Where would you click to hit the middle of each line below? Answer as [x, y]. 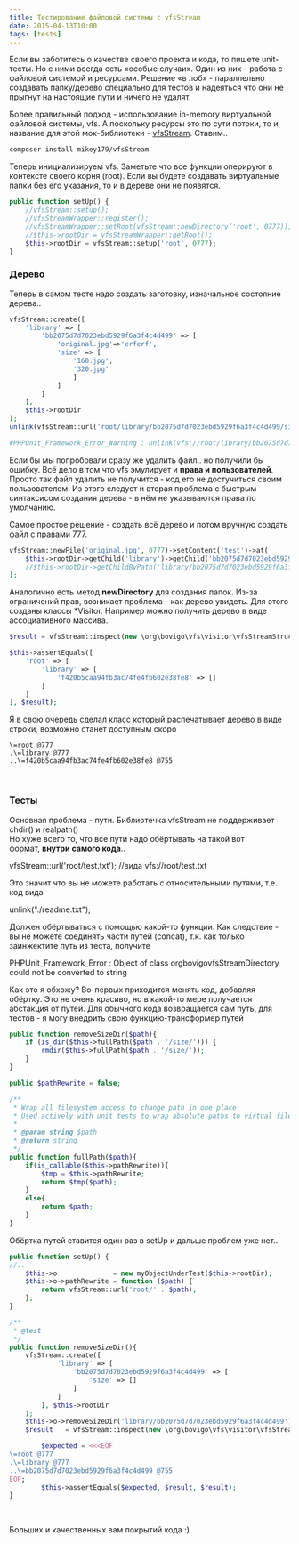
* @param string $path [55, 1132]
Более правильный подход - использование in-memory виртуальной [140, 114]
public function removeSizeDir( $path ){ [83, 1034]
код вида [26, 892]
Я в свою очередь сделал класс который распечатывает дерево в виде [145, 719]
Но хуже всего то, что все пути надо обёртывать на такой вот [127, 838]
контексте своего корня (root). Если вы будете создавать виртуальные [144, 176]
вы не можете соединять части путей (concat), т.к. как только [127, 936]
